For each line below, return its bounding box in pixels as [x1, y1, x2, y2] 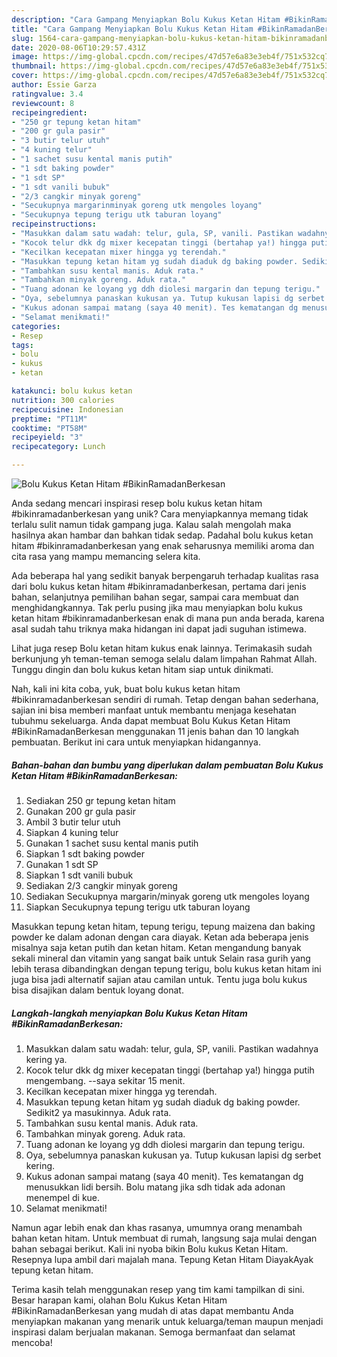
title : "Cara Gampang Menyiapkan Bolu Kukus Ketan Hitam [11, 24, 254, 34]
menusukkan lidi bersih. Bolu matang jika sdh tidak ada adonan [25, 1181, 286, 1193]
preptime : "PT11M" [11, 414, 88, 424]
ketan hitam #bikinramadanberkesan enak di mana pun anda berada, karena [11, 612, 325, 624]
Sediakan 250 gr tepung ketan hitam [25, 794, 176, 806]
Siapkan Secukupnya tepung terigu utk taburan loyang [25, 901, 251, 913]
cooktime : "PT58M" [11, 423, 88, 433]
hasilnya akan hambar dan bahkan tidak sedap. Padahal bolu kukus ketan [11, 529, 314, 541]
